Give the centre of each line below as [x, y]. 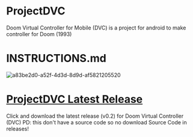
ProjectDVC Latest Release [75, 99]
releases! [17, 129]
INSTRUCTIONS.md [56, 59]
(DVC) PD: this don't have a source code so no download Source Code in [97, 122]
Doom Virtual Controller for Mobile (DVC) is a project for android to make [96, 28]
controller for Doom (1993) [39, 34]
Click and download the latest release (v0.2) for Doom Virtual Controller [95, 116]
